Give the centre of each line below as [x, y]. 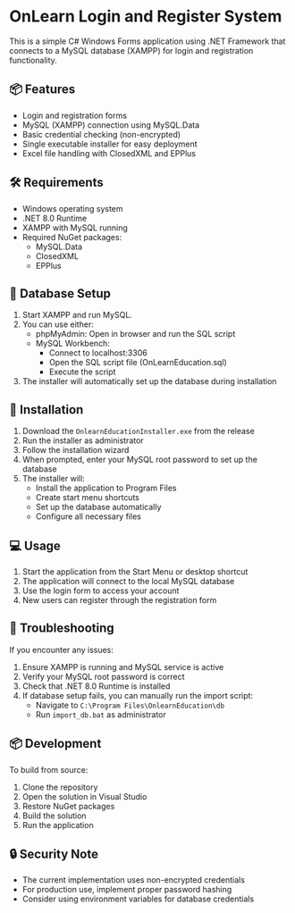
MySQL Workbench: [72, 343]
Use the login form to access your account [101, 591]
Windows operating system [72, 208]
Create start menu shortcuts [88, 498]
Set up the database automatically [98, 507]
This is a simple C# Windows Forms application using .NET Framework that [147, 41]
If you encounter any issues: [62, 649]
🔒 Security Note [54, 854]
